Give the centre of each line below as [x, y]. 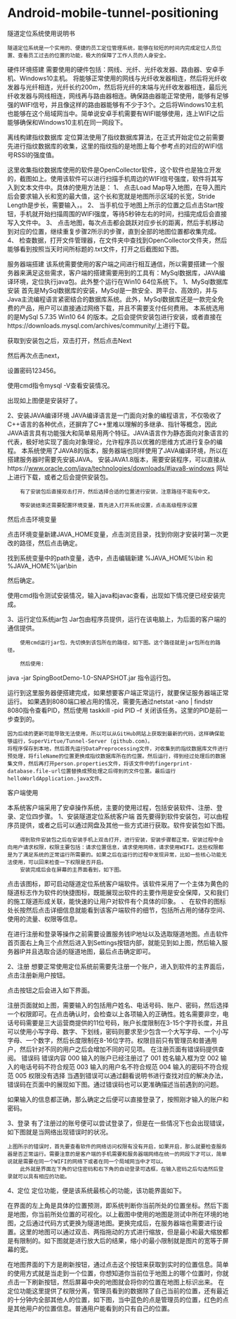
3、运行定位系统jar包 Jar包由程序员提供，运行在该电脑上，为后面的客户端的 [117, 619]
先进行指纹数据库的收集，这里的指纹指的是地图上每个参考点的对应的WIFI [112, 146]
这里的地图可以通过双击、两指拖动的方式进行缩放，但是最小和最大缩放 [121, 1232]
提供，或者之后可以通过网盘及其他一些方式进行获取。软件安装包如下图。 [124, 825]
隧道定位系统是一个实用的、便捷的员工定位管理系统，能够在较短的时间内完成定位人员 [112, 48]
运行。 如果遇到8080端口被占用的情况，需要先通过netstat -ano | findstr [110, 701]
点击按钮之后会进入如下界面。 [50, 990]
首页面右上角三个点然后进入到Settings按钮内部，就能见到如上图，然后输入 [114, 942]
